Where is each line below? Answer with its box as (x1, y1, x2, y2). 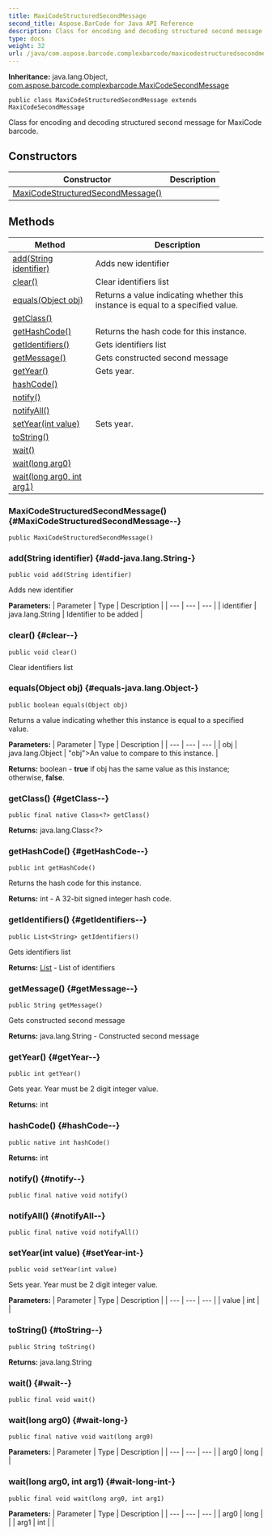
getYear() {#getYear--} (8, 1051, 101, 1063)
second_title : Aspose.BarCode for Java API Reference (8, 19, 194, 28)
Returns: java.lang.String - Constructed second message (8, 1031, 200, 1041)
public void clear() (8, 648, 79, 656)
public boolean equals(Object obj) (8, 701, 129, 709)
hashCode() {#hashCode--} (8, 1120, 120, 1132)
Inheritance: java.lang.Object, (8, 72, 108, 81)
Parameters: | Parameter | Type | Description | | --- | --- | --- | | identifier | (8, 601, 257, 611)
